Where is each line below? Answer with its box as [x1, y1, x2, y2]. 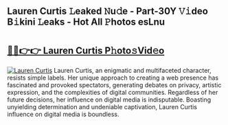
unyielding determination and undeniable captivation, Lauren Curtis [7, 103, 198, 111]
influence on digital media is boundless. [7, 110, 119, 118]
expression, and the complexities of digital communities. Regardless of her [7, 89, 218, 96]
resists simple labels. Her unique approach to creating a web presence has [7, 73, 218, 82]
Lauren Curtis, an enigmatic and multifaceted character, [54, 67, 212, 74]
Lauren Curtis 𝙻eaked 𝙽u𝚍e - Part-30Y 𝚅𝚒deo [7, 5, 208, 17]
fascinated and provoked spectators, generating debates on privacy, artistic [7, 81, 222, 89]
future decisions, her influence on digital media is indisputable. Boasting [7, 95, 212, 104]
